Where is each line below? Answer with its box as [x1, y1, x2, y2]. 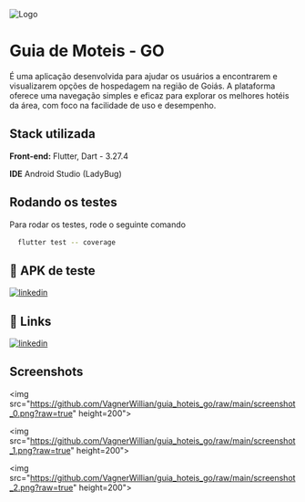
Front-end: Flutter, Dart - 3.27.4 [9, 151, 129, 162]
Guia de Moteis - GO [9, 41, 166, 61]
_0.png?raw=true [9, 407, 73, 419]
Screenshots [9, 364, 84, 380]
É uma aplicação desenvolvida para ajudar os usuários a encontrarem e [9, 70, 278, 81]
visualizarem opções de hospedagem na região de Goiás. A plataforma [9, 80, 276, 91]
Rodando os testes [9, 194, 118, 210]
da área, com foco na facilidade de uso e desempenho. [9, 99, 217, 110]
